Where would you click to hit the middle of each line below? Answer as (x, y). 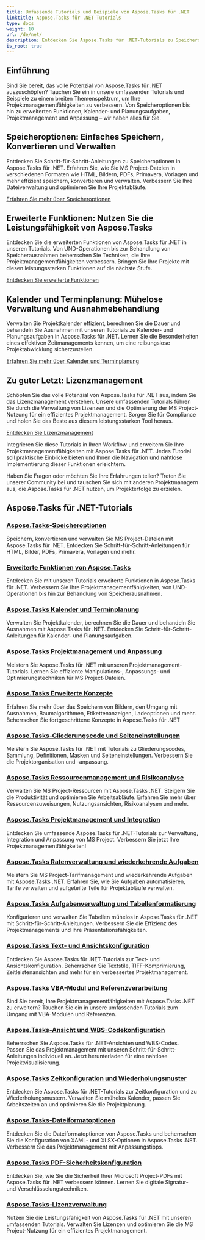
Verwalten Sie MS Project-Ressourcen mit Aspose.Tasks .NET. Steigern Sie (101, 791)
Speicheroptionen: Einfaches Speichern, (85, 137)
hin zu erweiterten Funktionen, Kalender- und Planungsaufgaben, (88, 111)
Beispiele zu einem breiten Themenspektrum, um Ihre (74, 98)
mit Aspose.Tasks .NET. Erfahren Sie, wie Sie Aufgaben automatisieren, (96, 881)
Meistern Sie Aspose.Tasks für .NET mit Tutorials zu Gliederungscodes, (96, 749)
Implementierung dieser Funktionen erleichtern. (66, 464)
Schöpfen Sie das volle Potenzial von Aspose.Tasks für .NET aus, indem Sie (101, 395)
